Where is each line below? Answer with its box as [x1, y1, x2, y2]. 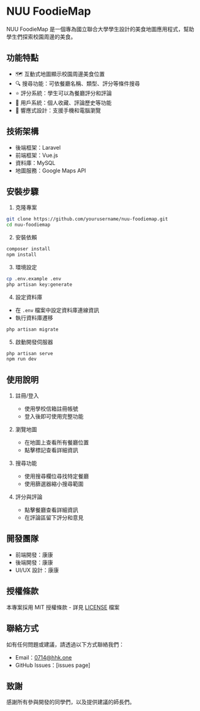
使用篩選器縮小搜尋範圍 [24, 480, 84, 488]
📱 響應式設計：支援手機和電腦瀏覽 [15, 106, 101, 114]
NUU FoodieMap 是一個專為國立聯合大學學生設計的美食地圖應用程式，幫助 [6, 25, 194, 33]
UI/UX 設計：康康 [15, 566, 59, 574]
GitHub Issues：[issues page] [15, 661, 91, 669]
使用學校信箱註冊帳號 [24, 405, 78, 412]
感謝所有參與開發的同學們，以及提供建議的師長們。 [6, 698, 135, 706]
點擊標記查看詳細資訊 [24, 447, 78, 454]
